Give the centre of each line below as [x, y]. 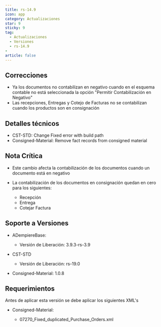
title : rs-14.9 [21, 10]
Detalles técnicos [32, 123]
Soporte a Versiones [37, 223]
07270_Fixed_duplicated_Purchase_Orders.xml [66, 320]
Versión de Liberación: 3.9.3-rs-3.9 [55, 244]
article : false [21, 55]
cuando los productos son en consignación [56, 108]
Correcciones [26, 75]
